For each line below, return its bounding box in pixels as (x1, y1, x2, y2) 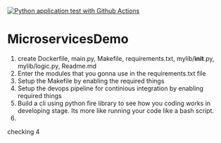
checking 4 (7, 127, 40, 136)
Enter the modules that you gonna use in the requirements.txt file (17, 69, 206, 77)
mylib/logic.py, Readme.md (17, 62, 97, 70)
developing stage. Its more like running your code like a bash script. (17, 106, 215, 115)
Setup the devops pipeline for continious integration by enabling (17, 84, 204, 93)
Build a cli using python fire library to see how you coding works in (17, 99, 211, 107)
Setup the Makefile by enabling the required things (17, 76, 165, 85)
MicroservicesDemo (7, 32, 129, 47)
